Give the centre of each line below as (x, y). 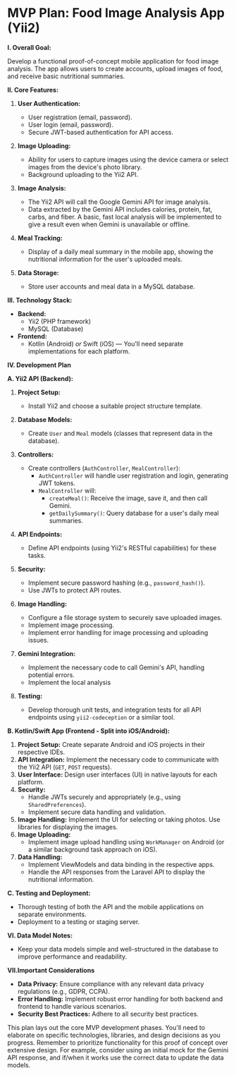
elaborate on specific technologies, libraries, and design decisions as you (114, 1035)
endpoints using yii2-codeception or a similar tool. (101, 717)
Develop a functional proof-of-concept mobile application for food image (113, 61)
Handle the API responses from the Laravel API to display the (117, 872)
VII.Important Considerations (51, 970)
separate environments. (52, 914)
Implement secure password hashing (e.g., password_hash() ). (117, 583)
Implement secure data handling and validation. (97, 812)
